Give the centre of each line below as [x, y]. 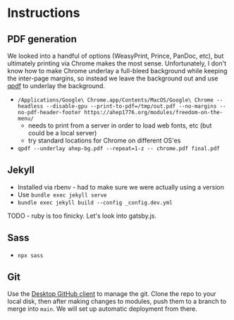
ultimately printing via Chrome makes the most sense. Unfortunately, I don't [117, 63]
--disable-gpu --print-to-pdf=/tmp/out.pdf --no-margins [131, 106]
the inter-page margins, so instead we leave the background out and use [113, 78]
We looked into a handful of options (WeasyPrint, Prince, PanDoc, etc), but [116, 56]
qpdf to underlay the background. [56, 86]
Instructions [44, 13]
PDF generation [42, 39]
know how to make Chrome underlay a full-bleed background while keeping [117, 71]
